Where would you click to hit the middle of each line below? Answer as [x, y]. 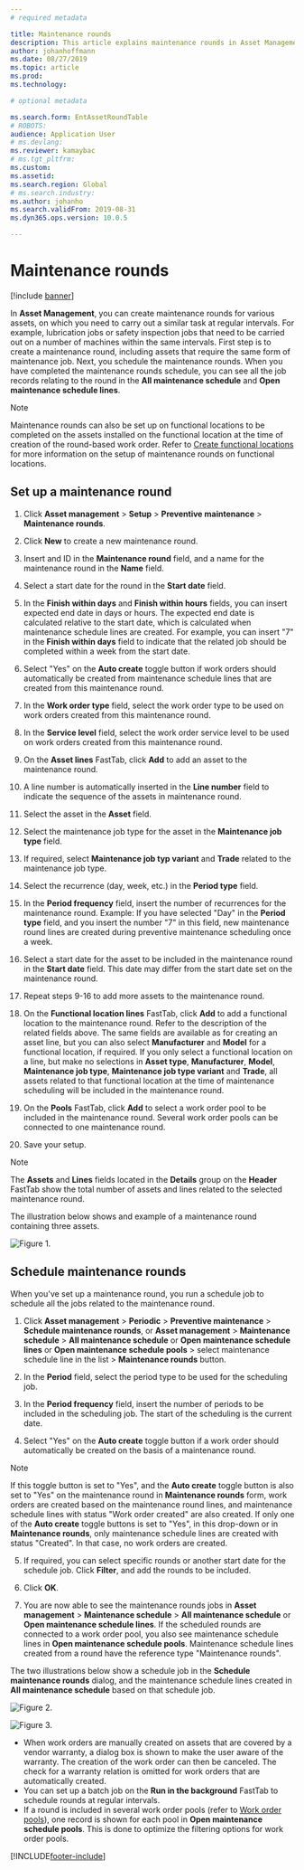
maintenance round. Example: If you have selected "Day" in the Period [154, 912]
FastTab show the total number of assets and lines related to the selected [147, 1189]
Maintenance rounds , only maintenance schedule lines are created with [144, 1533]
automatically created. [64, 1780]
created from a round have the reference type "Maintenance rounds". [152, 1653]
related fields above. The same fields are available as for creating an [150, 1033]
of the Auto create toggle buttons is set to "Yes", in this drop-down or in [144, 1524]
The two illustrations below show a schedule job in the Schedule [130, 1670]
